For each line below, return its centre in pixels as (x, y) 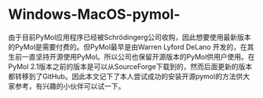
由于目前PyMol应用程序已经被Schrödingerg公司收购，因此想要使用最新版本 (130, 37)
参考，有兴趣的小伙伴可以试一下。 (70, 86)
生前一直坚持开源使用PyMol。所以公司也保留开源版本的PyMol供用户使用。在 (131, 56)
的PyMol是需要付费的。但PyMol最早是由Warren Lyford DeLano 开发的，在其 (131, 47)
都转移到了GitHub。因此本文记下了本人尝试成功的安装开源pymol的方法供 (126, 76)
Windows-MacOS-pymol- (94, 15)
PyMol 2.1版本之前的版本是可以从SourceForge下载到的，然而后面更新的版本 (130, 66)
